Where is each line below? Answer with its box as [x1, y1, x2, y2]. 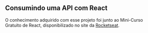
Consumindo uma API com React [5, 4, 108, 12]
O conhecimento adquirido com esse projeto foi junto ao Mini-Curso [5, 17, 144, 23]
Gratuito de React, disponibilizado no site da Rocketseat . [5, 22, 119, 28]
